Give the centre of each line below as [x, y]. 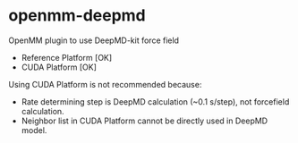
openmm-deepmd [77, 16]
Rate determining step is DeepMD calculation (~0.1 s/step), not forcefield [155, 101]
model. [34, 130]
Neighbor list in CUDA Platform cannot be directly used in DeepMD [145, 121]
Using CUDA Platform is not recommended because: [105, 84]
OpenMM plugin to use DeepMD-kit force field [94, 40]
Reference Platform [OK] [67, 57]
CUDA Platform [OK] [59, 67]
